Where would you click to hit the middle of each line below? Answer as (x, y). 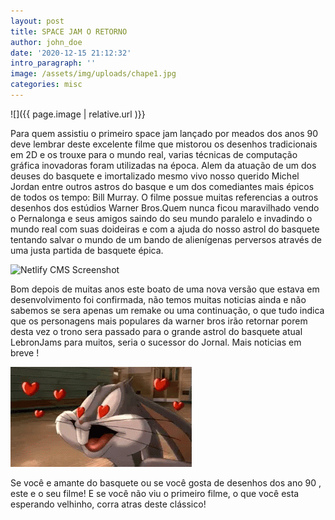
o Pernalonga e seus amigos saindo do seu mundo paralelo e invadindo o (161, 218)
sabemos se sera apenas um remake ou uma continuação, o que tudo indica (167, 310)
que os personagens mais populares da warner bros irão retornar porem (159, 321)
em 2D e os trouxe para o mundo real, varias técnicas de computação (154, 154)
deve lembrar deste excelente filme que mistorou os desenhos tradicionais (164, 144)
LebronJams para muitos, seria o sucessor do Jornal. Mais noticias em (156, 342)
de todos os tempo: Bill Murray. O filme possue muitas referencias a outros (164, 197)
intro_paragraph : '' (53, 63)
